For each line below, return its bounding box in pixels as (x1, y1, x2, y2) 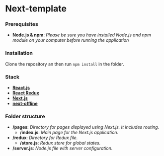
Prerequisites (5, 21, 38, 28)
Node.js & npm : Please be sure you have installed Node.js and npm (12, 32, 152, 38)
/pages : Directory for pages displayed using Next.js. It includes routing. (12, 124, 160, 130)
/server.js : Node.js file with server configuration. (12, 145, 113, 152)
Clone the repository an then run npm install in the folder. (5, 61, 124, 67)
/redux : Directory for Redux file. (12, 135, 78, 141)
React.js (12, 85, 30, 91)
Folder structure (5, 113, 45, 120)
